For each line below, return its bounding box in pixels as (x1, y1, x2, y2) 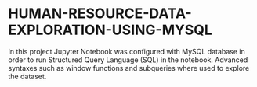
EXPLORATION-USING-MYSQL (8, 21, 213, 39)
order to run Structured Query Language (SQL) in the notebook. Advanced (8, 55, 248, 64)
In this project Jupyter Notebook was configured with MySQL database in (8, 47, 245, 56)
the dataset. (8, 71, 47, 81)
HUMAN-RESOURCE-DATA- (8, 5, 192, 23)
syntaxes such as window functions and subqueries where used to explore (8, 63, 250, 72)
